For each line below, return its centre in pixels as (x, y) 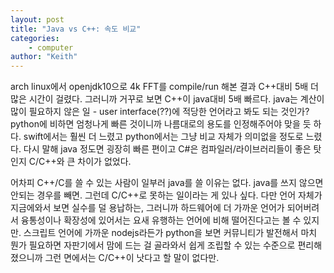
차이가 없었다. (104, 162)
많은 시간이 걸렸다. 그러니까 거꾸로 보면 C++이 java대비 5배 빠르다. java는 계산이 (167, 99)
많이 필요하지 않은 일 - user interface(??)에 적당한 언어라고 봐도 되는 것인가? (160, 112)
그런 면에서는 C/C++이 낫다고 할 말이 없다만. (132, 258)
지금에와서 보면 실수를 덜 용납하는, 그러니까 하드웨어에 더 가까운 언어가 (147, 208)
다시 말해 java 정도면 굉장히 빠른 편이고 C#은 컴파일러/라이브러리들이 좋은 (167, 149)
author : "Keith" (44, 57)
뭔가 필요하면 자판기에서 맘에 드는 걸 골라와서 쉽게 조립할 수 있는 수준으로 (153, 245)
